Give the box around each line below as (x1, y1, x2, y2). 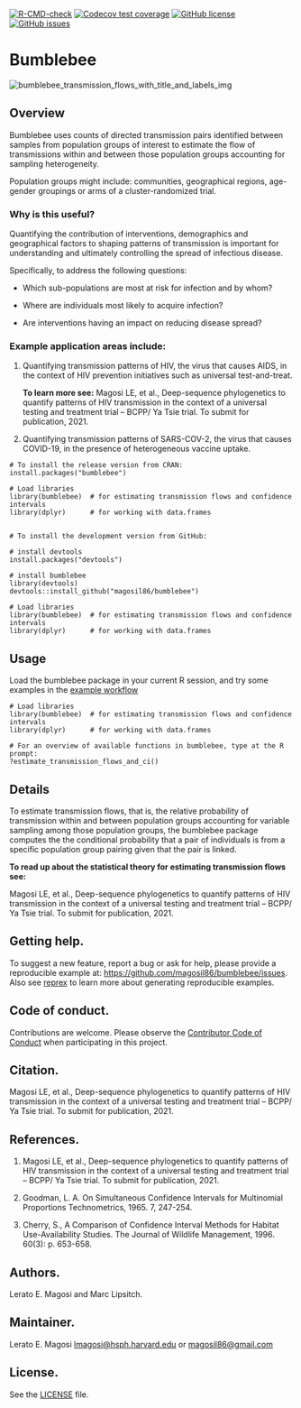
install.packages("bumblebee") (9, 469, 127, 478)
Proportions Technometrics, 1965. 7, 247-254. (22, 1202, 193, 1213)
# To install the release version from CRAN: (9, 461, 183, 470)
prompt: (9, 750, 39, 759)
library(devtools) (9, 579, 78, 588)
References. (9, 1132, 79, 1147)
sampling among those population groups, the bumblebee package (9, 824, 259, 835)
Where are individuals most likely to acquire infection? (22, 300, 223, 311)
